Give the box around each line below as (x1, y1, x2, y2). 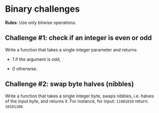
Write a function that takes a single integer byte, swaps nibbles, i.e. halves (5, 93, 155, 99)
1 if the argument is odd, (12, 56, 61, 62)
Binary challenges (5, 3, 80, 15)
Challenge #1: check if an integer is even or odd (5, 34, 152, 42)
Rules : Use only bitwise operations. (5, 20, 77, 25)
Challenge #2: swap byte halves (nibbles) (5, 80, 134, 89)
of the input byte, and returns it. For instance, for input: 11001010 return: (5, 98, 149, 104)
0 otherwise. (12, 66, 38, 71)
